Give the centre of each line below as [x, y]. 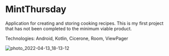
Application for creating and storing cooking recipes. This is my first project [84, 23]
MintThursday [36, 9]
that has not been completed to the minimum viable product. [69, 28]
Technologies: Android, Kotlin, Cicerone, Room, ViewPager [67, 38]
